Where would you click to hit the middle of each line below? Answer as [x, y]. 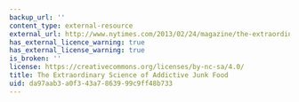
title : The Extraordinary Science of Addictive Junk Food [119, 75]
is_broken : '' [36, 59]
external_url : [36, 34]
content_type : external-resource [71, 26]
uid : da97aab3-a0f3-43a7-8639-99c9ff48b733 [91, 83]
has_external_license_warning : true [77, 51]
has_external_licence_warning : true [77, 42]
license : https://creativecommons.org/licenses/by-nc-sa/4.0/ [127, 67]
